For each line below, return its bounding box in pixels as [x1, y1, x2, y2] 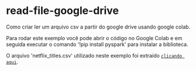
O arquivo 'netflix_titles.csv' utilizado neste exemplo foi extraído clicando [6, 52, 183, 59]
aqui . [6, 58, 19, 65]
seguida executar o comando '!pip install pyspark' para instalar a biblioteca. [6, 41, 188, 48]
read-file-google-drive [6, 4, 119, 17]
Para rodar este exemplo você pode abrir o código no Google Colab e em [6, 34, 183, 41]
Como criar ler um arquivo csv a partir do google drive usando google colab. [6, 23, 191, 30]
